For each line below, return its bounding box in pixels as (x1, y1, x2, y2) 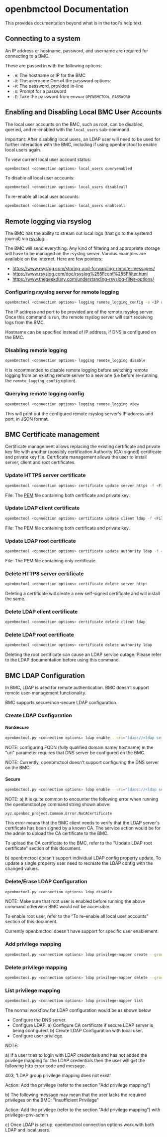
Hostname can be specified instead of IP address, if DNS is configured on (5, 329, 157, 335)
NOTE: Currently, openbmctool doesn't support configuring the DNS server (5, 759, 159, 766)
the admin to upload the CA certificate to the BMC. (5, 830, 109, 836)
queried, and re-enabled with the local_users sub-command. (5, 126, 131, 133)
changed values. (5, 866, 39, 872)
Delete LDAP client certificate (5, 608, 78, 615)
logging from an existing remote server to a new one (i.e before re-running (5, 372, 158, 378)
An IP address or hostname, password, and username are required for (5, 47, 148, 53)
